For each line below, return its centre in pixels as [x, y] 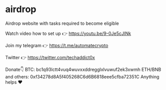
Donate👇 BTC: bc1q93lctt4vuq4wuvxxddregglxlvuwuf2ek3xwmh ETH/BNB [83, 69]
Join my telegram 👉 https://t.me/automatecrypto [57, 45]
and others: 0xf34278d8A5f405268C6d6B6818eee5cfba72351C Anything [82, 76]
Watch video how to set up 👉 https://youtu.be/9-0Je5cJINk [68, 33]
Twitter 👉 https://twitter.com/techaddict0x [50, 57]
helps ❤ [14, 82]
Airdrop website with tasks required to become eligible [62, 23]
